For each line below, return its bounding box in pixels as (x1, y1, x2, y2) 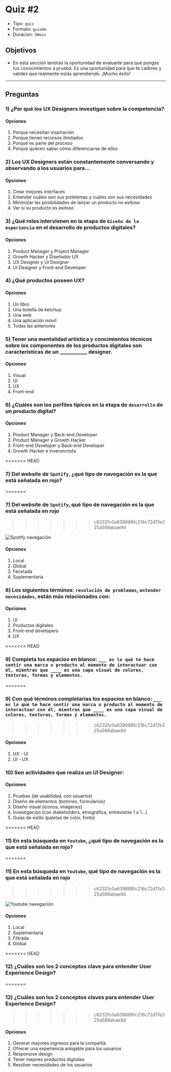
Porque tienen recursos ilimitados (12, 135, 83, 141)
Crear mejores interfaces (12, 189, 65, 195)
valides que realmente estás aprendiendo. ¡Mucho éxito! (12, 70, 131, 77)
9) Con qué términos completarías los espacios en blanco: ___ (5, 695, 162, 703)
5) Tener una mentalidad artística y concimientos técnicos (5, 335, 153, 342)
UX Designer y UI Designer (12, 259, 70, 265)
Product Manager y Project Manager (12, 248, 90, 254)
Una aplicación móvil (12, 317, 57, 323)
